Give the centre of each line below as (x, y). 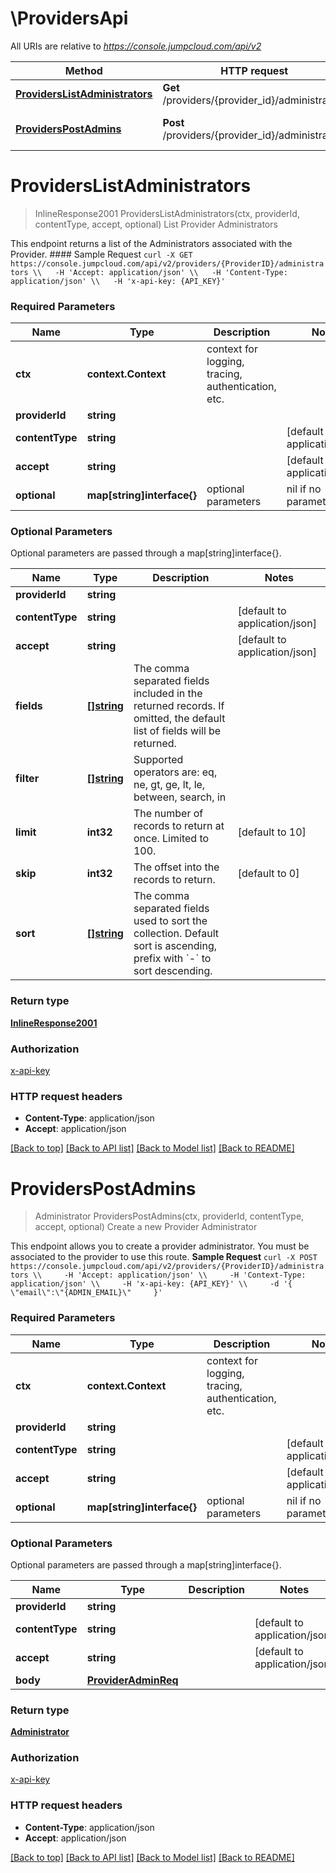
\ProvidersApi (69, 18)
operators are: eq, (175, 772)
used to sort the (170, 921)
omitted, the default (179, 719)
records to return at (179, 826)
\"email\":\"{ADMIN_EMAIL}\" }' (86, 1293)
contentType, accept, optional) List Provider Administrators (156, 224)
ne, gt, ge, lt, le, (169, 785)
